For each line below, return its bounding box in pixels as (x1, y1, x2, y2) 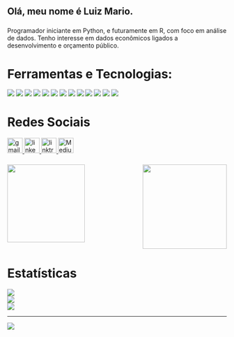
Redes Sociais (7, 115, 91, 130)
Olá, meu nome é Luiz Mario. (7, 6, 134, 17)
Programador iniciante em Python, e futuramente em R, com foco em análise (7, 27, 227, 35)
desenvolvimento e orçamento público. (7, 41, 120, 50)
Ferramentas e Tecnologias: (7, 66, 173, 82)
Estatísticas (7, 266, 77, 282)
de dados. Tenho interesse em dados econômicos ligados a (7, 34, 178, 43)
